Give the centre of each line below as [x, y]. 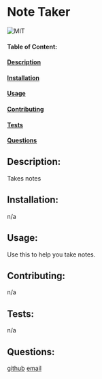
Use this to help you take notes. [51, 254]
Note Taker [39, 12]
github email [24, 368]
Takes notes [24, 178]
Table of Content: [32, 47]
